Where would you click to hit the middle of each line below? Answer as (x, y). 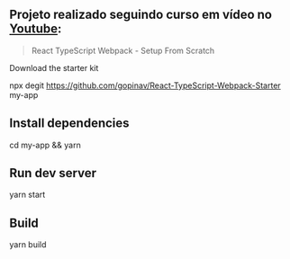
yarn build (28, 245)
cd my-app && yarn (45, 145)
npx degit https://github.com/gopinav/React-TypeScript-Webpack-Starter (145, 85)
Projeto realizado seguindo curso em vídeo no (141, 15)
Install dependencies (69, 124)
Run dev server (53, 173)
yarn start (27, 195)
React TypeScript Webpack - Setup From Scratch (123, 50)
